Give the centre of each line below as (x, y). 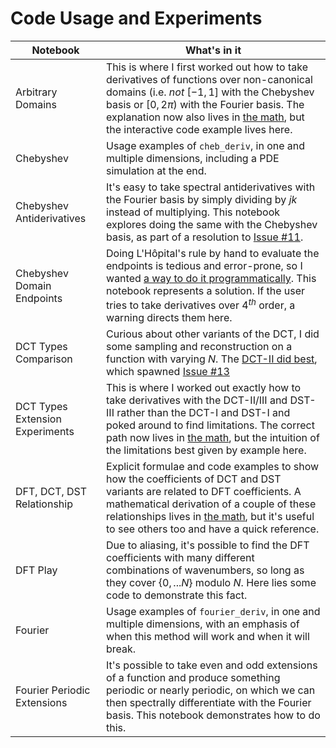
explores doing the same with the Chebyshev (212, 224)
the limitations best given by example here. (206, 450)
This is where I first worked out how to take (207, 67)
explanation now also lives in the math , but (205, 117)
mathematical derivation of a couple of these (211, 504)
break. (121, 649)
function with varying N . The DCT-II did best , (212, 359)
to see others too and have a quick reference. (213, 529)
